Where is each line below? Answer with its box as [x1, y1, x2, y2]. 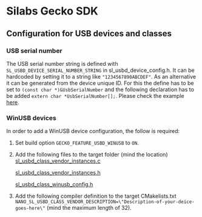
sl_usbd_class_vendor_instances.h [15, 169, 101, 177]
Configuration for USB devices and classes [6, 28, 172, 39]
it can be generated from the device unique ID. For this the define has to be [6, 79, 194, 86]
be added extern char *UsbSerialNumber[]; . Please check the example [6, 92, 184, 99]
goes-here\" [15, 206, 45, 212]
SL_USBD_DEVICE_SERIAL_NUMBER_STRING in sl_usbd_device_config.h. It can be [6, 66, 195, 74]
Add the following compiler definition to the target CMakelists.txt [15, 192, 177, 200]
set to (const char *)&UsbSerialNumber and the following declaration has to [6, 86, 194, 93]
